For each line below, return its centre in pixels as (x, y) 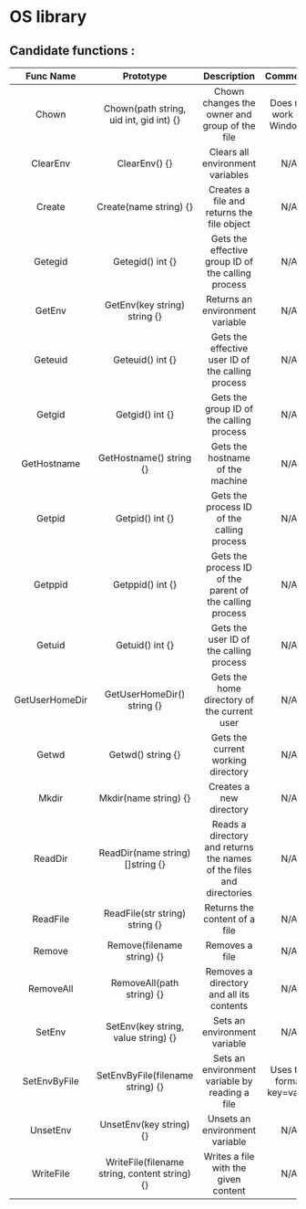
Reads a (229, 824)
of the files (229, 870)
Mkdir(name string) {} (145, 798)
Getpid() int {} (145, 518)
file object (229, 224)
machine (229, 481)
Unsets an (229, 1119)
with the (229, 1168)
